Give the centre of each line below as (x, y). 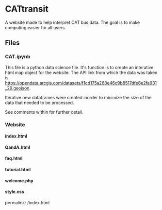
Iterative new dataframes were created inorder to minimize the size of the (78, 97)
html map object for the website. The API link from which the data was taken (81, 72)
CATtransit (27, 9)
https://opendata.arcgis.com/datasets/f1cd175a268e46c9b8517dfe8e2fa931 (81, 83)
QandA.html (18, 147)
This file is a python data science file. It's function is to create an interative (79, 67)
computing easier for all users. (36, 27)
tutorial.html (18, 169)
